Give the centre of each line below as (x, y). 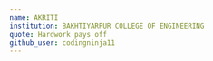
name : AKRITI (34, 17)
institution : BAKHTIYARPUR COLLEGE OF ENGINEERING (107, 26)
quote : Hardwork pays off (58, 34)
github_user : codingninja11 (63, 43)
